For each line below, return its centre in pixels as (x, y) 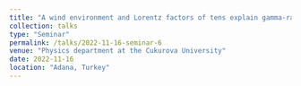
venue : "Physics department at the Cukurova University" (118, 51)
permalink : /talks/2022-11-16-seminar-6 (86, 43)
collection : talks (43, 26)
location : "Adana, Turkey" (60, 68)
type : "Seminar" (39, 34)
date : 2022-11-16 (42, 59)
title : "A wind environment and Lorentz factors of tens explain (133, 17)
